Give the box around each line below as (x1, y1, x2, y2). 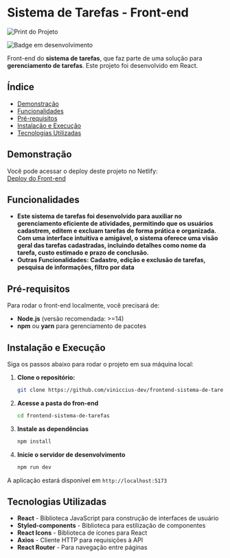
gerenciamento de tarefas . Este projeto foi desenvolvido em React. (7, 61, 198, 69)
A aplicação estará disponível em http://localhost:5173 (7, 476, 168, 485)
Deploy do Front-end (7, 174, 67, 183)
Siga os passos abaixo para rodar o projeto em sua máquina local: (7, 360, 194, 368)
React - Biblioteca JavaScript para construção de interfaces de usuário (16, 514, 219, 522)
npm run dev (16, 463, 51, 471)
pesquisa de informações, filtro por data (16, 263, 135, 272)
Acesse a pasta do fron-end (16, 399, 99, 407)
